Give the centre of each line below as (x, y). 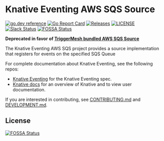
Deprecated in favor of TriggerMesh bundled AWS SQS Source (72, 39)
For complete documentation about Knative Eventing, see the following (79, 63)
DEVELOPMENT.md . (26, 104)
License (18, 121)
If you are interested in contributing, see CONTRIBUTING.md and (73, 99)
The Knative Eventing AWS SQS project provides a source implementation (82, 48)
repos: (12, 69)
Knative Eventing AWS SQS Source (80, 9)
